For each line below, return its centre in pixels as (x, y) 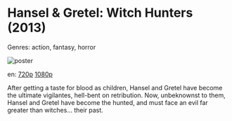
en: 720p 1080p (30, 74)
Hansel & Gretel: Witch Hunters (100, 13)
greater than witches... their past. (55, 110)
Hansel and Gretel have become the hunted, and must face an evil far (108, 102)
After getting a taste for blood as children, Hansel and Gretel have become (115, 87)
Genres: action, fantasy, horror (52, 47)
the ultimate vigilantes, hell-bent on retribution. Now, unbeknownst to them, (117, 95)
